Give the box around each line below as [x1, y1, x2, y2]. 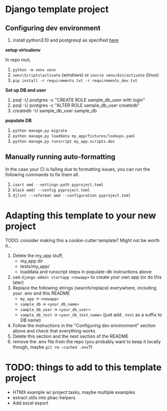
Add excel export [12, 400, 49, 406]
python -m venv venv [12, 67, 56, 72]
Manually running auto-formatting [5, 153, 115, 161]
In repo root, [5, 57, 31, 63]
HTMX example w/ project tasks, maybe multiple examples [12, 389, 136, 395]
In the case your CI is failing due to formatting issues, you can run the [5, 166, 150, 172]
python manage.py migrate [12, 128, 67, 133]
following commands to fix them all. [5, 171, 79, 178]
